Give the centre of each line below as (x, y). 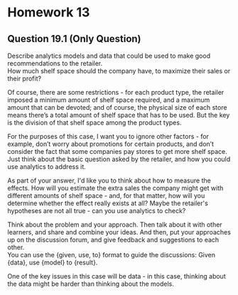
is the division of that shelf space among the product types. (94, 123)
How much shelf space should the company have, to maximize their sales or (119, 71)
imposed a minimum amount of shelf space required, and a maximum (109, 100)
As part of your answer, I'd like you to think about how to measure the (109, 180)
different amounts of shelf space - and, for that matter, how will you (106, 196)
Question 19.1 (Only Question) (74, 39)
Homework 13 (49, 12)
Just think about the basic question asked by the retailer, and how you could (119, 159)
